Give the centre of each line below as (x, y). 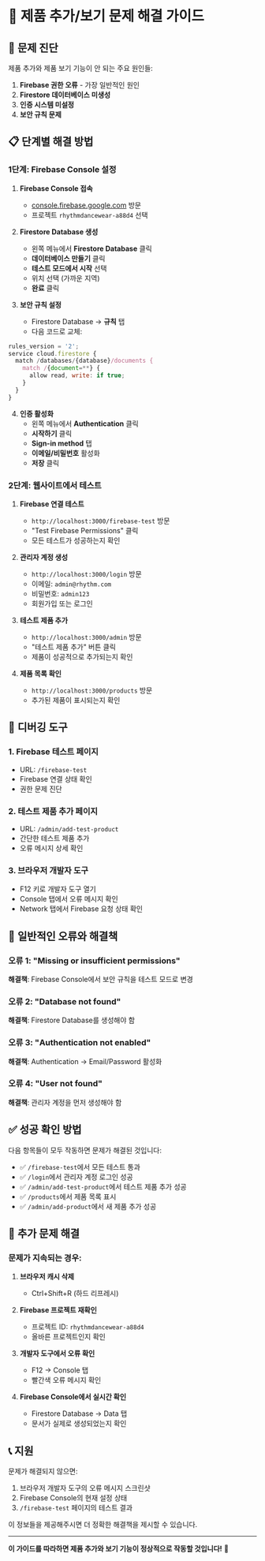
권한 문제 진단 (41, 789)
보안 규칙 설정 (40, 304)
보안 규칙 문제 (40, 114)
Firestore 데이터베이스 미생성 (65, 95)
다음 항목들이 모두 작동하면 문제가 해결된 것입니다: (85, 1150)
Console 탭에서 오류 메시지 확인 (69, 899)
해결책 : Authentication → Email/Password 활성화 (85, 1061)
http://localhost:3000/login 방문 (86, 573)
